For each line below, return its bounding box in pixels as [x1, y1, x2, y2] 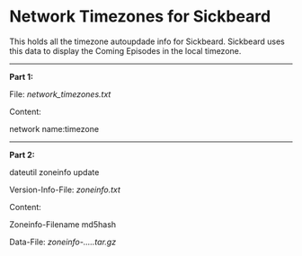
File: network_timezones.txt [9, 88, 111, 100]
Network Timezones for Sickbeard [9, 6, 271, 27]
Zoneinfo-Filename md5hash [9, 218, 117, 230]
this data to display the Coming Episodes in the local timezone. [9, 45, 242, 56]
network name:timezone [9, 123, 100, 134]
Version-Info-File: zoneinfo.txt [9, 184, 121, 195]
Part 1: [9, 71, 34, 82]
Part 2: [9, 149, 35, 160]
